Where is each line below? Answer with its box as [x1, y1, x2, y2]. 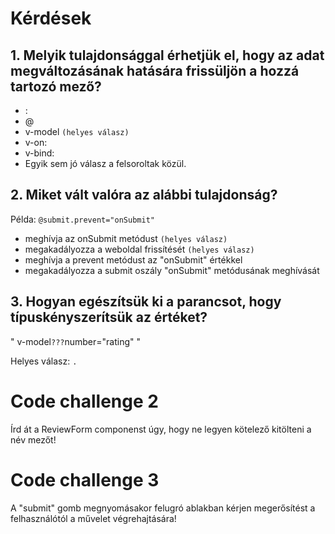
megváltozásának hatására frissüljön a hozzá [10, 62, 300, 79]
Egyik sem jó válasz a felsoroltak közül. [24, 158, 187, 169]
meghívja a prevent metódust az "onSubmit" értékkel [24, 253, 243, 266]
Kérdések [10, 7, 92, 30]
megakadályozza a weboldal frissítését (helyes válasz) [24, 243, 255, 255]
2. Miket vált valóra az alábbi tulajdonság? [10, 187, 278, 204]
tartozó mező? [10, 78, 102, 95]
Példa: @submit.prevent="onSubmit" [10, 213, 155, 225]
